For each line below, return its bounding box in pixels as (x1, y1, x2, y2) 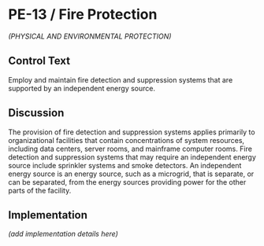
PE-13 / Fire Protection (8, 6, 158, 24)
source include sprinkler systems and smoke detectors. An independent (8, 160, 242, 170)
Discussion (8, 106, 65, 119)
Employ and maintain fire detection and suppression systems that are (8, 75, 233, 84)
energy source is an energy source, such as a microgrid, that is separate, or (8, 169, 255, 178)
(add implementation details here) (8, 229, 118, 239)
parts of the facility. (8, 185, 72, 195)
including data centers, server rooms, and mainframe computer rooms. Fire (8, 144, 252, 153)
